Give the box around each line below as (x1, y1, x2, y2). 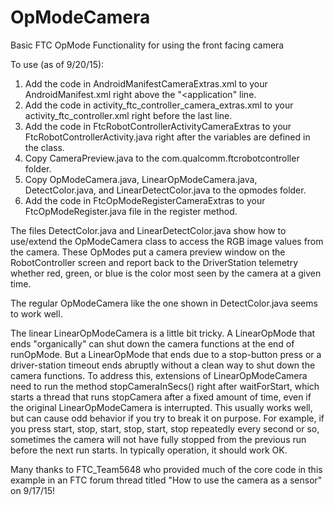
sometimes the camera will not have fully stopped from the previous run (10, 433, 307, 445)
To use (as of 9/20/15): (10, 58, 105, 70)
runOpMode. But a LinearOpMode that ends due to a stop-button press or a (10, 348, 322, 360)
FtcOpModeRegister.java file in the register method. (24, 205, 238, 217)
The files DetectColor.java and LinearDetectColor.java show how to (10, 224, 287, 236)
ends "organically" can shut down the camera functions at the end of (10, 337, 295, 350)
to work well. (10, 307, 63, 320)
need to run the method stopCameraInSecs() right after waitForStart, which (10, 380, 320, 392)
